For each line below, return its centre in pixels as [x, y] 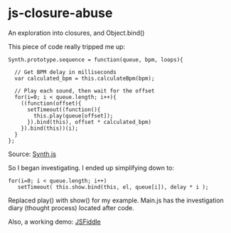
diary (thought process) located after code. [71, 207]
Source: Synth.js [32, 154]
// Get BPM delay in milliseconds [65, 72]
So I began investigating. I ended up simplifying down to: [91, 167]
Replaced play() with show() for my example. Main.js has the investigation [116, 200]
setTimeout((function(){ [64, 109]
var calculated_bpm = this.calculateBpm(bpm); [85, 78]
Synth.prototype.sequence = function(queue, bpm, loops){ [96, 59]
